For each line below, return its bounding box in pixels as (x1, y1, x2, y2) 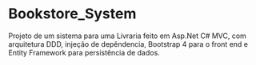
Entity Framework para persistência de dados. (8, 48, 160, 57)
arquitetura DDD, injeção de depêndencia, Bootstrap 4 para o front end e (8, 39, 248, 48)
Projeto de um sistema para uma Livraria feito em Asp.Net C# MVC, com (8, 31, 246, 40)
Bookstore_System (8, 5, 137, 23)
